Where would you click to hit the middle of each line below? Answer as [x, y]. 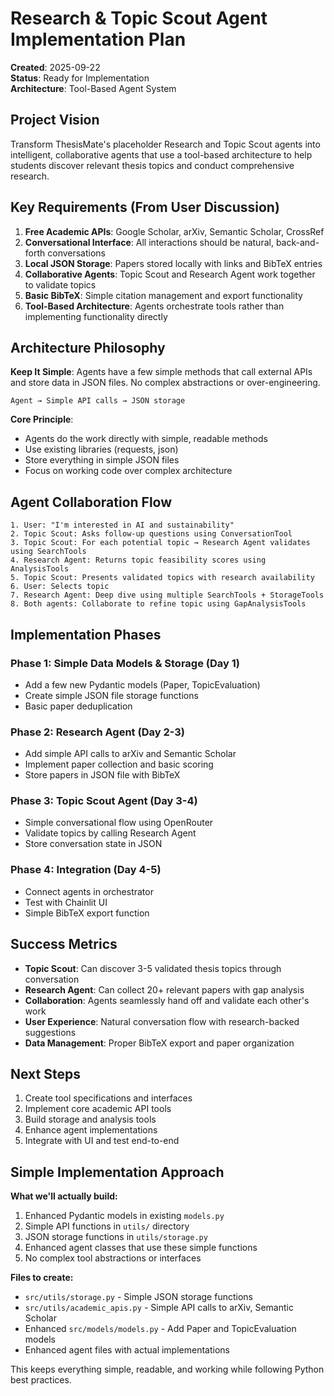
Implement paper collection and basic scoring [119, 764]
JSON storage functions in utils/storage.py [116, 1237]
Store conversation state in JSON [93, 844]
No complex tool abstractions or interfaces [113, 1258]
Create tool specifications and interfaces [108, 1098]
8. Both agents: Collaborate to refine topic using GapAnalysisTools [158, 604]
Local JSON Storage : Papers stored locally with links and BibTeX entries [173, 263]
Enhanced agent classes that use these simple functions [141, 1248]
